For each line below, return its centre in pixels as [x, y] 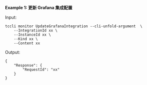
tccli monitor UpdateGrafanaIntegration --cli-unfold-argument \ [74, 26]
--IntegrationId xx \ [36, 31]
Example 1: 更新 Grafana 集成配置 [39, 8]
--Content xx [27, 43]
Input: [11, 17]
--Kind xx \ [26, 39]
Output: [13, 52]
